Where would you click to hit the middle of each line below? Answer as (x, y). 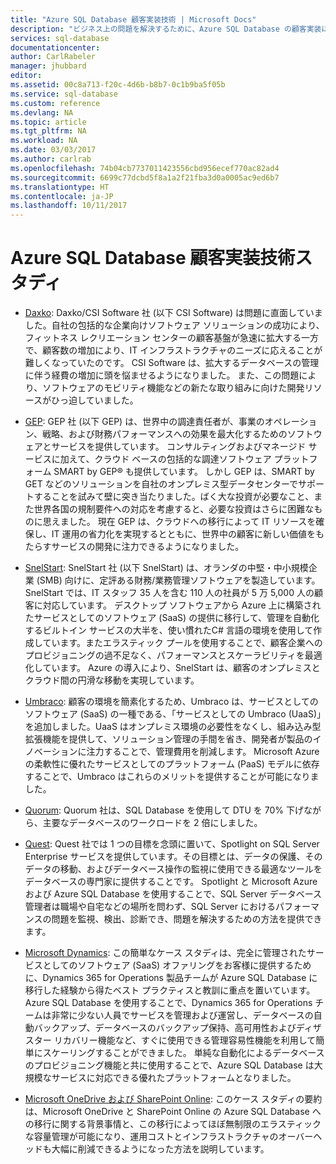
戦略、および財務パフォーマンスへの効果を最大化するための (164, 434)
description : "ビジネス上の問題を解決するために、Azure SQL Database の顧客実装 (166, 29)
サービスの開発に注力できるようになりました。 (148, 547)
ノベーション (51, 752)
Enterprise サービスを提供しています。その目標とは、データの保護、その (173, 857)
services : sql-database (60, 38)
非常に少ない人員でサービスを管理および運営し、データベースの (182, 1015)
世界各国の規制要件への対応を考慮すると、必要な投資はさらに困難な (174, 509)
